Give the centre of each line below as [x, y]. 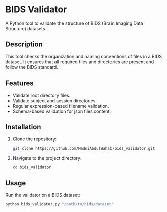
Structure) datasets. [26, 28]
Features [19, 83]
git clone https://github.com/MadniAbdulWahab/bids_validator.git [84, 149]
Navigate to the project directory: [47, 158]
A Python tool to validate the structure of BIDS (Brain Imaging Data [74, 23]
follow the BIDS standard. [32, 67]
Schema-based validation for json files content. [62, 111]
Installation [23, 127]
